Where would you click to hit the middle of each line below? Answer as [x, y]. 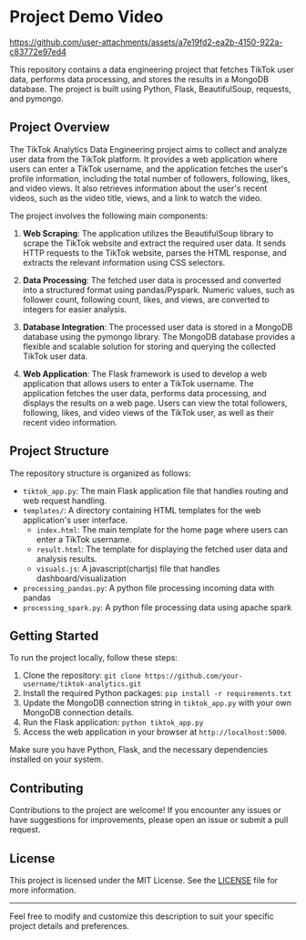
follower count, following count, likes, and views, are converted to [146, 300]
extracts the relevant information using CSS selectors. [124, 262]
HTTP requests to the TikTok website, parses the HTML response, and [154, 252]
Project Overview [60, 127]
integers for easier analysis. [75, 309]
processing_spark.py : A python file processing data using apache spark [157, 607]
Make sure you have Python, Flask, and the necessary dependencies [139, 750]
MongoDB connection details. [78, 713]
